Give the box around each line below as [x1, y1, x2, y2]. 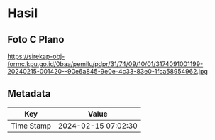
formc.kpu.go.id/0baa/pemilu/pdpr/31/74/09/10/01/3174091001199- [7, 60, 204, 68]
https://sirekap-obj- [7, 52, 65, 60]
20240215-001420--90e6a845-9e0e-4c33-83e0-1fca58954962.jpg [7, 68, 208, 75]
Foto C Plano [7, 33, 65, 45]
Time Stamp [11, 121, 52, 131]
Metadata [7, 87, 51, 100]
